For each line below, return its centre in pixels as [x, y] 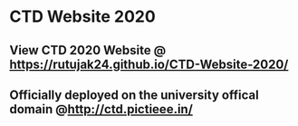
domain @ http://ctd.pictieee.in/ [101, 109]
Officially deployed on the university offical [135, 95]
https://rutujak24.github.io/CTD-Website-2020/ [149, 64]
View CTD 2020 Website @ [88, 50]
